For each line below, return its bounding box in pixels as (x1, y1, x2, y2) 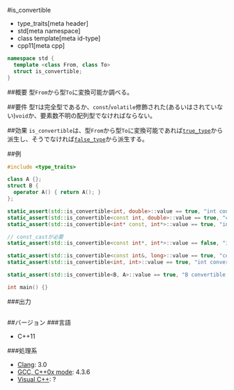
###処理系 (7, 346, 38, 355)
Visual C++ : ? (17, 375, 56, 383)
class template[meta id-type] (17, 34, 101, 42)
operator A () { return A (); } (13, 189, 101, 196)
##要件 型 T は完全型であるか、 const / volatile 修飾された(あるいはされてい (7, 102, 217, 111)
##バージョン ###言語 (7, 318, 71, 326)
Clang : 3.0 (17, 360, 47, 368)
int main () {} (7, 284, 49, 291)
